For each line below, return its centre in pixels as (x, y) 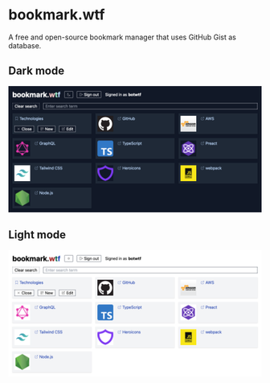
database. (25, 45)
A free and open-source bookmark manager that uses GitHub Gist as (123, 37)
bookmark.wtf (57, 15)
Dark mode (37, 71)
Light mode (37, 235)
